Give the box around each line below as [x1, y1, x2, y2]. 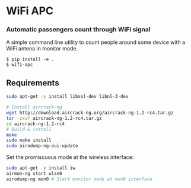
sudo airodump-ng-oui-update [6, 143, 78, 149]
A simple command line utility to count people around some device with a [6, 39, 186, 46]
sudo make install [6, 138, 52, 144]
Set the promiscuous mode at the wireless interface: [6, 154, 134, 161]
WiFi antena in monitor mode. [6, 45, 78, 52]
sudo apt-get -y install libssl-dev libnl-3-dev [6, 94, 129, 100]
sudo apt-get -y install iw [6, 165, 76, 171]
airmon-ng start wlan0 [6, 171, 62, 177]
